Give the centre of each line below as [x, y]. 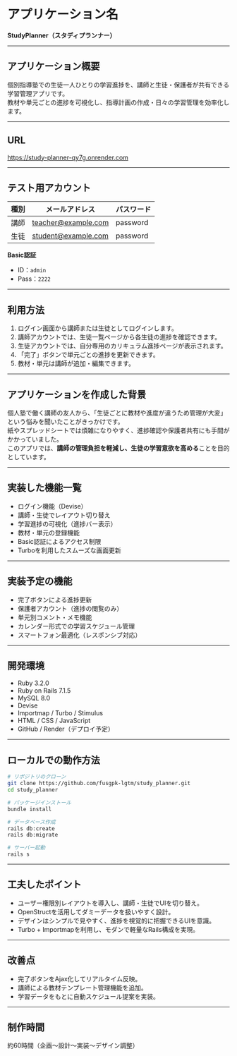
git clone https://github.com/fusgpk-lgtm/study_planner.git [99, 784]
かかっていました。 [35, 439]
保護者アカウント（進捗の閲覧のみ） [70, 608]
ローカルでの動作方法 [54, 760]
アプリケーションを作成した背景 [77, 395]
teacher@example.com [71, 223]
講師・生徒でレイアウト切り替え [64, 515]
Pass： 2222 [34, 279]
